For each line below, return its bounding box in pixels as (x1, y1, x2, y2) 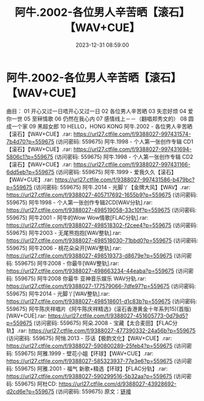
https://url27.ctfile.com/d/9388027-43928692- (58, 380, 177, 387)
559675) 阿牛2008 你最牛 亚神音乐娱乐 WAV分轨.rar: (14, 274, 147, 282)
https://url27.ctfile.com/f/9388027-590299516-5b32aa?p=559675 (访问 (6, 372, 187, 380)
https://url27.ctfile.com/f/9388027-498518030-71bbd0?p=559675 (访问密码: (6, 237, 199, 244)
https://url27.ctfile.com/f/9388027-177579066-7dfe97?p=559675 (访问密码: (6, 282, 196, 290)
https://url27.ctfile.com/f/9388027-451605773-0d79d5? (47, 312, 189, 319)
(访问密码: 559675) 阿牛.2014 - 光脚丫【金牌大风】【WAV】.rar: (33, 183, 191, 190)
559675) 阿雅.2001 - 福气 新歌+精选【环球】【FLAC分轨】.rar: (14, 364, 168, 372)
